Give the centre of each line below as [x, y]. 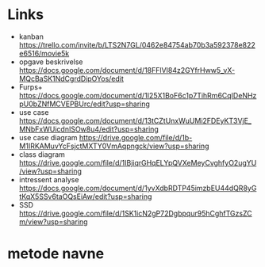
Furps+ [31, 87]
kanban [31, 36]
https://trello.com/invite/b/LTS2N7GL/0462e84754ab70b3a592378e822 [137, 44]
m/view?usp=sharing [53, 221]
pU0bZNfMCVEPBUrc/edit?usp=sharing [84, 104]
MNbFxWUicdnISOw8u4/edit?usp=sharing [89, 129]
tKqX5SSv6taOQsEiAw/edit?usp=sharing [85, 196]
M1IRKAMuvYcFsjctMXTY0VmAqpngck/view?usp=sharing [114, 146]
